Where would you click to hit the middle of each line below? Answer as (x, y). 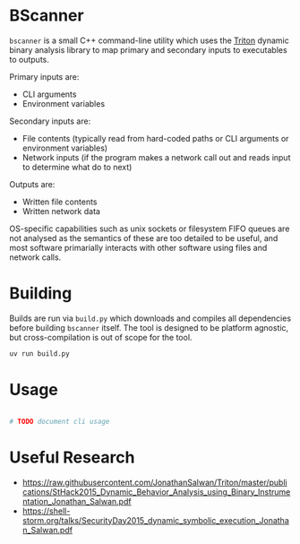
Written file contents (60, 202)
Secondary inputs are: (50, 121)
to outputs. (29, 59)
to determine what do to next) (77, 167)
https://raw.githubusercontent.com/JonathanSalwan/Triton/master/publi (155, 482)
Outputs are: (32, 184)
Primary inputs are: (44, 76)
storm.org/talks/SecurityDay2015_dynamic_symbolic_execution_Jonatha (155, 520)
